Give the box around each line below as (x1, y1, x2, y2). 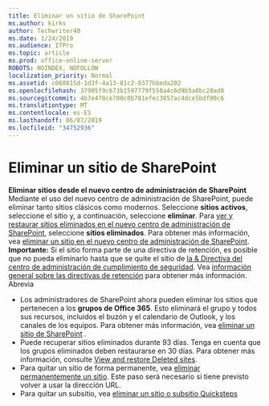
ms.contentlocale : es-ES (8, 109, 92, 117)
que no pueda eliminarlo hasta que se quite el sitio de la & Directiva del (8, 253, 243, 263)
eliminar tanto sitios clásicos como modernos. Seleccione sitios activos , (8, 202, 248, 211)
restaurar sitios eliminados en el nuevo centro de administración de (8, 219, 231, 229)
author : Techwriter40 (8, 27, 81, 35)
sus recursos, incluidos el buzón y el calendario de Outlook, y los (19, 311, 235, 322)
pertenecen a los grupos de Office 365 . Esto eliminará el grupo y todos (19, 303, 257, 313)
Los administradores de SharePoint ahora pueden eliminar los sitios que (19, 294, 259, 304)
